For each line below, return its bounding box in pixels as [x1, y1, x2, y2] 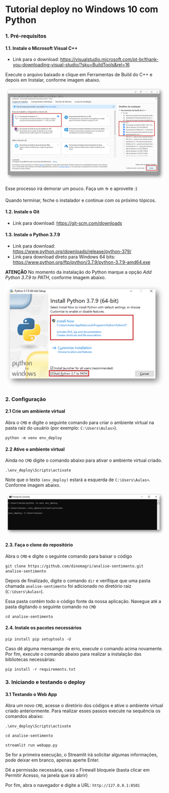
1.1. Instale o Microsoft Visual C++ [5, 45, 78, 51]
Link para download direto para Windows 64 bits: [12, 254, 115, 260]
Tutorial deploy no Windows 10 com [5, 4, 158, 15]
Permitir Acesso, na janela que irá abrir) [5, 772, 88, 778]
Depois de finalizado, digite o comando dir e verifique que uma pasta [5, 578, 151, 584]
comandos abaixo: [5, 713, 44, 719]
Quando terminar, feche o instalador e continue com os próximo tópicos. [5, 197, 156, 203]
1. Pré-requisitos [5, 33, 47, 40]
